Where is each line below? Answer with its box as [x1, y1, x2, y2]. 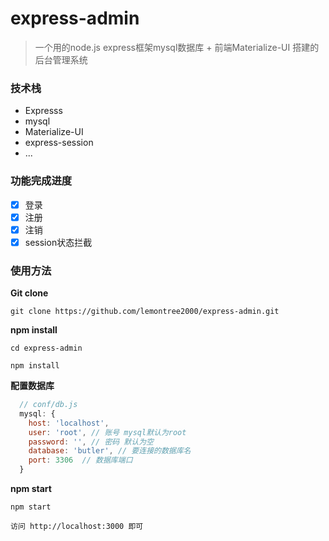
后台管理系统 [34, 53, 88, 66]
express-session [24, 137, 94, 149]
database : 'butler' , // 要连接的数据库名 [28, 446, 192, 456]
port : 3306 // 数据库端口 [28, 455, 133, 466]
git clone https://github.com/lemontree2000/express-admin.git [10, 307, 280, 317]
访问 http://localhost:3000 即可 [10, 522, 144, 532]
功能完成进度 [10, 174, 73, 188]
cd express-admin [10, 343, 83, 354]
